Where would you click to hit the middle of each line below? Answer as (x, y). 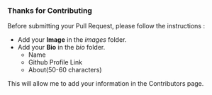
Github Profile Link (55, 62)
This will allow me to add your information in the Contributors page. (106, 84)
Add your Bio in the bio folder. (61, 47)
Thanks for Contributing (50, 11)
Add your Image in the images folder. (72, 40)
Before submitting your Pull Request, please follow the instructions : (106, 26)
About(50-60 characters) (65, 70)
